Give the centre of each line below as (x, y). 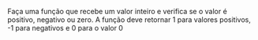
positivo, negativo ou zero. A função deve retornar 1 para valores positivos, (129, 20)
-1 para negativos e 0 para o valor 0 (65, 28)
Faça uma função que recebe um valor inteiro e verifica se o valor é (118, 11)
